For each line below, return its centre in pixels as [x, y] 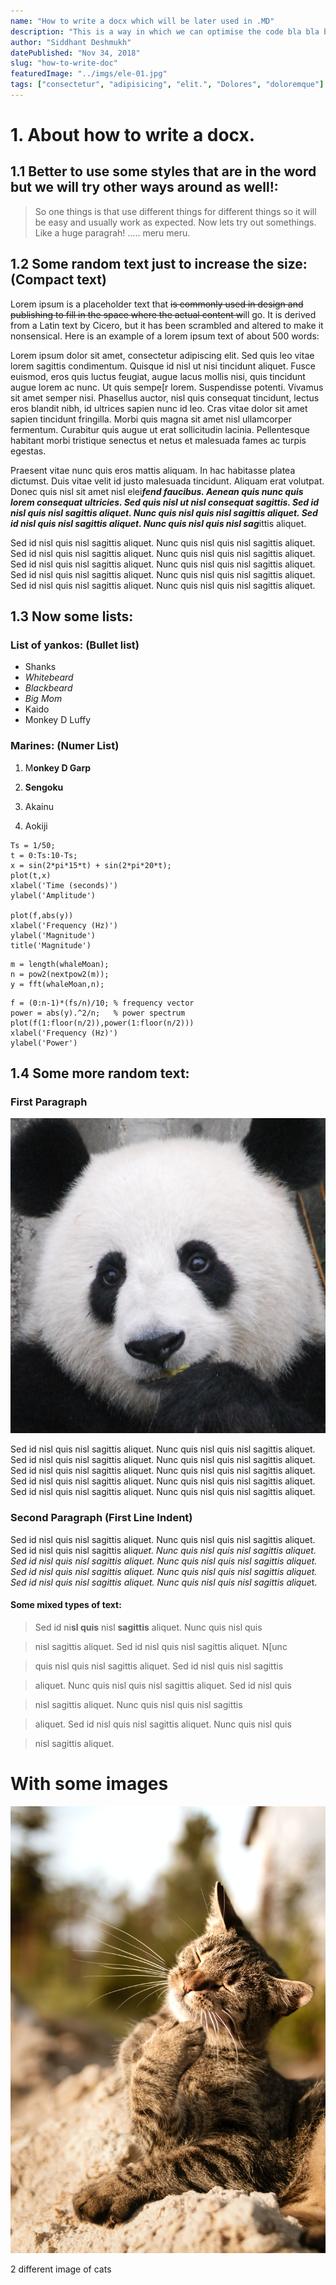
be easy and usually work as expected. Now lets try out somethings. [175, 222]
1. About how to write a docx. [133, 135]
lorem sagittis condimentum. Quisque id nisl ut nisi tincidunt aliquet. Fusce [163, 366]
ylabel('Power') [44, 1043]
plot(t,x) [31, 875]
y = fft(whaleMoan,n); [57, 984]
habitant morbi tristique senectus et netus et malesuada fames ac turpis [158, 440]
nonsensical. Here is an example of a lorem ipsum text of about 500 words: [165, 336]
